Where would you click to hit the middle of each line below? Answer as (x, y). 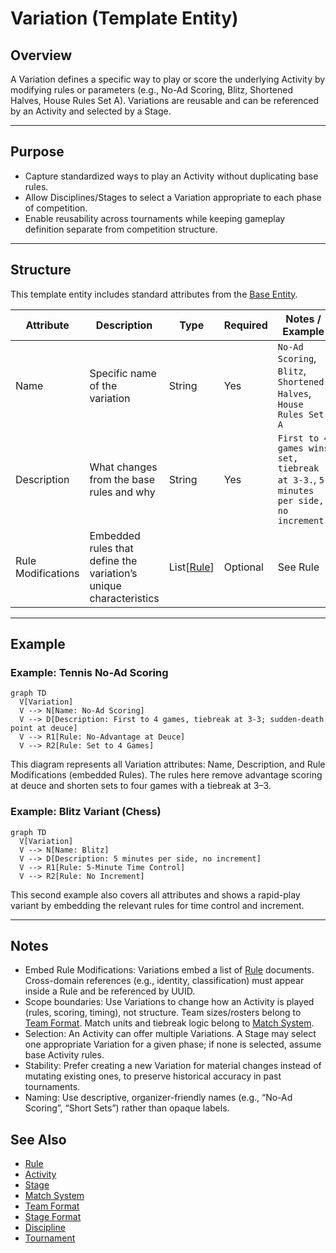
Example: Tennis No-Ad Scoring (89, 672)
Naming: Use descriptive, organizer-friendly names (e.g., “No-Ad (158, 1098)
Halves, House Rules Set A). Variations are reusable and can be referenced (165, 100)
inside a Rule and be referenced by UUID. (110, 991)
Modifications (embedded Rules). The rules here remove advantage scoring (166, 775)
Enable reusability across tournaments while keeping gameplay (155, 218)
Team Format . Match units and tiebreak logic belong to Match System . (169, 1023)
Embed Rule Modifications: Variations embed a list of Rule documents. (169, 970)
